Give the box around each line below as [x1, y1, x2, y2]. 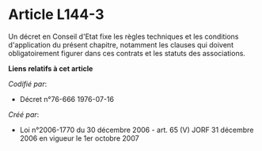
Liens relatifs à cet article [8, 63, 93, 73]
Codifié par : [8, 79, 47, 89]
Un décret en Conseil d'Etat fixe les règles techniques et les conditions [8, 32, 239, 41]
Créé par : [8, 109, 40, 119]
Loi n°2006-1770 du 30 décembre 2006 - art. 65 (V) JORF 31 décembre [19, 125, 254, 134]
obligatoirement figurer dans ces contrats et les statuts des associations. [8, 48, 245, 58]
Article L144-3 [8, 6, 104, 24]
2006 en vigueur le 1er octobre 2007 [19, 133, 140, 143]
